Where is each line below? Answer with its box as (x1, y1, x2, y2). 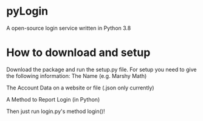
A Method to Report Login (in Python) (6, 95, 100, 103)
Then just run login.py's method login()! (6, 108, 105, 115)
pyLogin (6, 4, 49, 18)
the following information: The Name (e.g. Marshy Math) (6, 72, 147, 80)
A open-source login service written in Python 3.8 (6, 24, 131, 32)
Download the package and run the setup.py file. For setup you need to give (6, 66, 197, 73)
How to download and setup (6, 46, 151, 60)
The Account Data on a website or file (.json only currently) (6, 84, 154, 91)
